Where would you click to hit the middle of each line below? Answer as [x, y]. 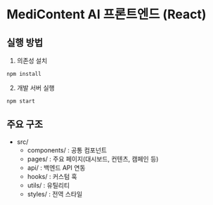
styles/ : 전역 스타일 [55, 194]
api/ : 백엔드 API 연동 [56, 167]
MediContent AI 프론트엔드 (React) [106, 14]
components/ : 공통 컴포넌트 [67, 150]
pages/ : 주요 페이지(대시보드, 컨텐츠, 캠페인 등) [93, 159]
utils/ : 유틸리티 [49, 185]
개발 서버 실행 [35, 88]
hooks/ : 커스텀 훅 [52, 176]
